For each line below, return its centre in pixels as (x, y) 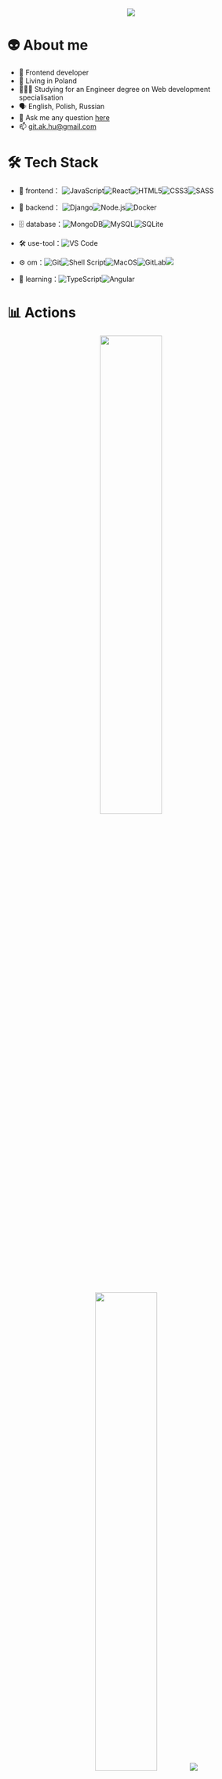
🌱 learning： (39, 279)
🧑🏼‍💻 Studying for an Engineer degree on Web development (115, 89)
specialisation (41, 97)
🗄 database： (41, 225)
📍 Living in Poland (48, 81)
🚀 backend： (39, 207)
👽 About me (48, 45)
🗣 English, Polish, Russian (62, 107)
